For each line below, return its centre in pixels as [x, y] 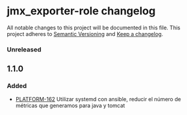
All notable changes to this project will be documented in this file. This [94, 28]
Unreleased [24, 49]
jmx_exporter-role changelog [81, 11]
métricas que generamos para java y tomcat [70, 105]
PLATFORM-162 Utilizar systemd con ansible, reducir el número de [98, 99]
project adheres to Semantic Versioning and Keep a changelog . [85, 34]
